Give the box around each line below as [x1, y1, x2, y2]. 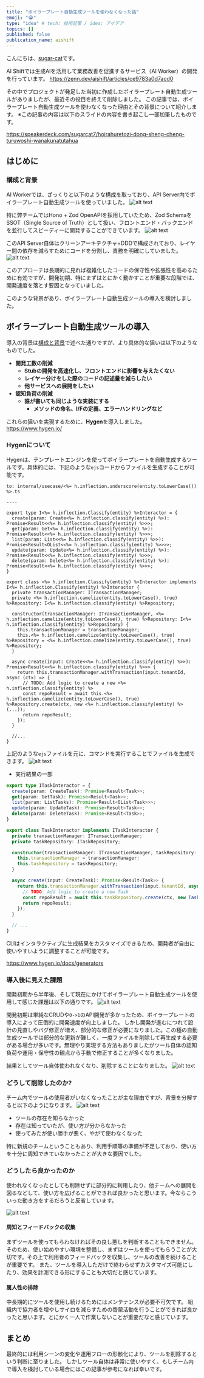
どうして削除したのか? [6, 1079, 72, 1088]
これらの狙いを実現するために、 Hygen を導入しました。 [6, 417, 146, 425]
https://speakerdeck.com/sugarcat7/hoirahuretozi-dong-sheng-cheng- [6, 131, 185, 137]
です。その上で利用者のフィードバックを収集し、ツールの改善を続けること [11, 1253, 197, 1261]
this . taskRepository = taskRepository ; [17, 861, 118, 867]
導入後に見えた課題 [6, 976, 63, 984]
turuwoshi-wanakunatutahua [6, 137, 78, 144]
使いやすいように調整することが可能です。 [6, 947, 112, 955]
